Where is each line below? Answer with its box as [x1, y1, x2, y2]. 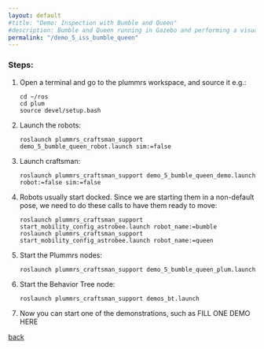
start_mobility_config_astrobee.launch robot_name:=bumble [19, 222, 218, 231]
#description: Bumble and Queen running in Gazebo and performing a [8, 26, 237, 34]
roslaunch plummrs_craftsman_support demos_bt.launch [19, 295, 200, 303]
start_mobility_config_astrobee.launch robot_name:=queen [19, 236, 214, 244]
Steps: [8, 60, 34, 71]
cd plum [19, 99, 45, 107]
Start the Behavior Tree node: [19, 279, 115, 288]
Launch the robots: [19, 120, 81, 130]
